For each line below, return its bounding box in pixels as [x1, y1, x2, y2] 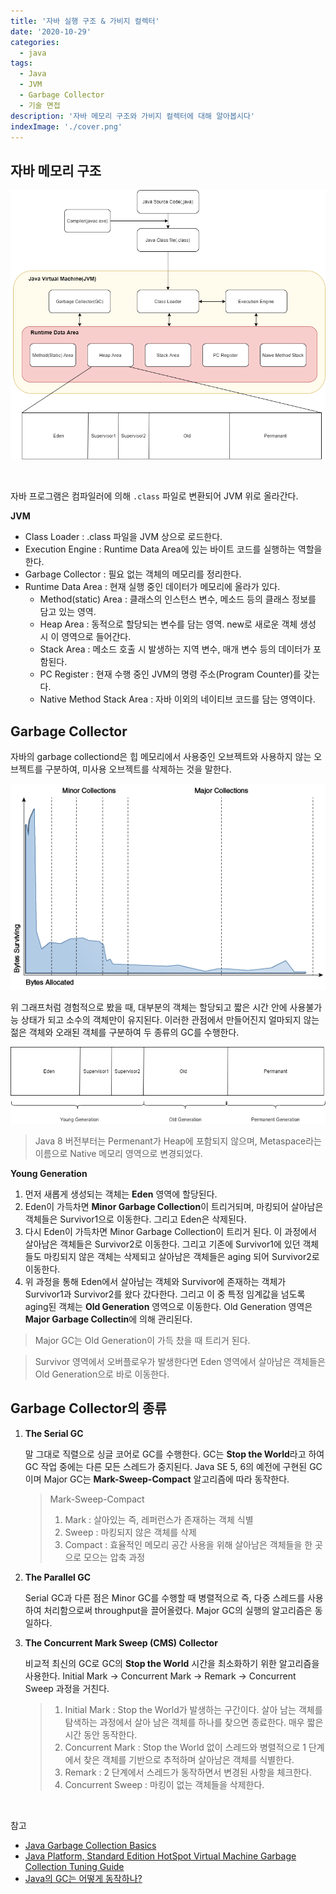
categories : [10, 37, 60, 47]
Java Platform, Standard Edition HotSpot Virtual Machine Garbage [24, 1850, 297, 1862]
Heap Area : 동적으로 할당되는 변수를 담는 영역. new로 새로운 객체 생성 [39, 618, 317, 630]
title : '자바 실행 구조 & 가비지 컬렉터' [10, 16, 160, 26]
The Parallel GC [24, 1571, 92, 1583]
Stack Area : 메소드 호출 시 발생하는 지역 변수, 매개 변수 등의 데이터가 [39, 643, 312, 655]
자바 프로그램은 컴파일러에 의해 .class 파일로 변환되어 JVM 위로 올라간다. [10, 490, 299, 502]
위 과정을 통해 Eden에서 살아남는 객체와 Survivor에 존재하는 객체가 [24, 1275, 287, 1287]
